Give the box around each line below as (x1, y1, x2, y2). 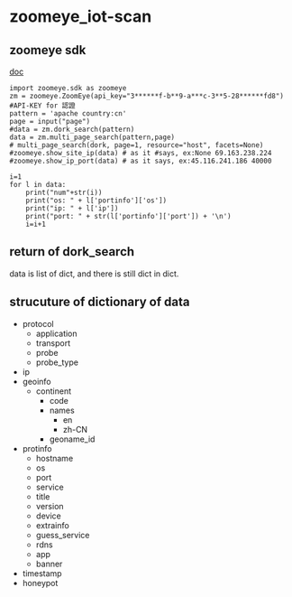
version (35, 500, 65, 511)
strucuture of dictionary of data (9, 294, 190, 310)
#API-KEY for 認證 (9, 101, 76, 110)
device (35, 510, 61, 521)
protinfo (22, 443, 52, 453)
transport (35, 337, 71, 349)
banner (35, 558, 63, 569)
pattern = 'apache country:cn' (9, 109, 127, 118)
